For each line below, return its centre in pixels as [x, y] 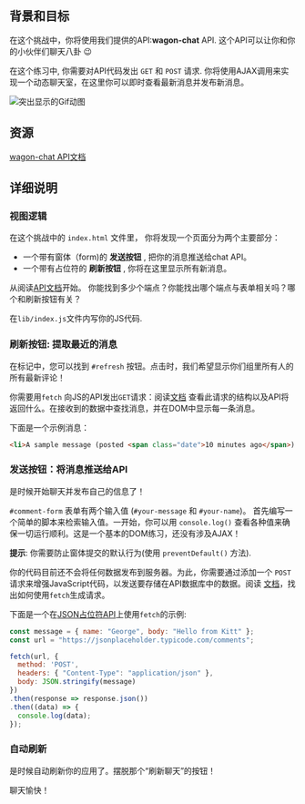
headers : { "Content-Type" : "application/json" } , [116, 673]
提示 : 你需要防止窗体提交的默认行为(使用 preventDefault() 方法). [131, 553]
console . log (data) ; [55, 716]
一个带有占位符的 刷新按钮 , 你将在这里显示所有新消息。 [127, 269]
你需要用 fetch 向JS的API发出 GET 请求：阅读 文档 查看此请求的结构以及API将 [149, 397]
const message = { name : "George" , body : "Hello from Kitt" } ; [132, 631]
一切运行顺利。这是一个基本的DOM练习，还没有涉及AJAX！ [129, 533]
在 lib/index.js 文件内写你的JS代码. [76, 319]
